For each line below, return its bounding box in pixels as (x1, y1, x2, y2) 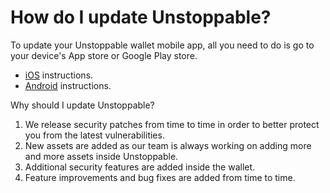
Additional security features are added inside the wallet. (24, 161, 256, 173)
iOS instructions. (24, 69, 94, 81)
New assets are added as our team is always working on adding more (24, 139, 312, 151)
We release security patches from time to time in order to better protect (24, 118, 320, 130)
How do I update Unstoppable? (10, 6, 272, 29)
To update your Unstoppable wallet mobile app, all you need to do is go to (10, 39, 315, 51)
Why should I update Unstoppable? (10, 99, 155, 111)
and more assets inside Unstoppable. (24, 150, 179, 162)
